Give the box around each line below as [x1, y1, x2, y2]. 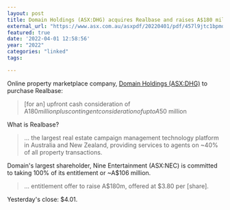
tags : [7, 55, 23, 62]
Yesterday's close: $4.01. [7, 195, 78, 203]
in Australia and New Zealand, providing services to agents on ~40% [23, 141, 218, 149]
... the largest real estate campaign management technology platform [23, 133, 219, 142]
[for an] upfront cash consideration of [23, 100, 131, 108]
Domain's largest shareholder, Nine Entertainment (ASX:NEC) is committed [7, 161, 218, 170]
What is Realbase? [7, 120, 60, 129]
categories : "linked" [7, 49, 69, 55]
